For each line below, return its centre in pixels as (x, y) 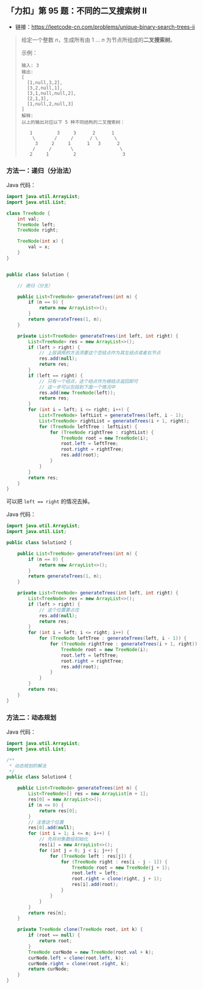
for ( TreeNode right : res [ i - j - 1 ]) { (114, 862)
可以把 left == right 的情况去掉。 (50, 501)
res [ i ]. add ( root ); (95, 885)
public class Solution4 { (39, 777)
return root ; (55, 941)
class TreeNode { (28, 213)
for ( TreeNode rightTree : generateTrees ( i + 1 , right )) (124, 644)
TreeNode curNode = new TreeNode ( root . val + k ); (91, 952)
